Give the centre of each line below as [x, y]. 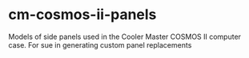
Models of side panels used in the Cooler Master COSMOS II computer [125, 37]
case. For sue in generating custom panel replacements [100, 44]
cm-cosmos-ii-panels [82, 15]
